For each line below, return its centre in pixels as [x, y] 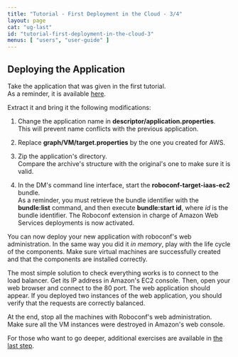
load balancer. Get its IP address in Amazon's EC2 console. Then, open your [119, 280]
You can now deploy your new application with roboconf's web [99, 236]
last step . [21, 346]
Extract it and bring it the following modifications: [79, 107]
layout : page [27, 21]
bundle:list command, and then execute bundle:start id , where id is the [123, 207]
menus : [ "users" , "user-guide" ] [59, 40]
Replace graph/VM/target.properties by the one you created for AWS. [121, 142]
